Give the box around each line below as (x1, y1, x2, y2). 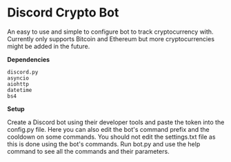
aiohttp (7, 80, 30, 87)
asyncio (7, 74, 30, 82)
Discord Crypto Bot (7, 5, 119, 21)
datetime (7, 86, 32, 93)
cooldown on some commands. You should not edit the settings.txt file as (7, 132, 216, 141)
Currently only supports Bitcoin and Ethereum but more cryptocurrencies (7, 34, 215, 43)
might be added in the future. (7, 42, 90, 50)
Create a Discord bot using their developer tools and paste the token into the (7, 118, 225, 126)
